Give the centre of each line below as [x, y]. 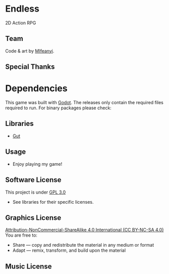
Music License [29, 266]
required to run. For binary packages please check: [59, 108]
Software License [33, 180]
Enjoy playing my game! [37, 164]
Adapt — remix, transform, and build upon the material [69, 250]
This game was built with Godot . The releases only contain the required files [84, 103]
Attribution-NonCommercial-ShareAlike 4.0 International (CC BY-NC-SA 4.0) [84, 230]
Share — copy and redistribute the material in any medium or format [83, 245]
